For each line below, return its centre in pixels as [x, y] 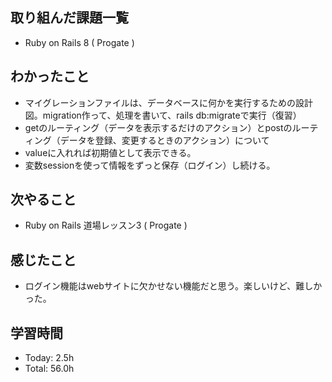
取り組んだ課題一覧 [69, 18]
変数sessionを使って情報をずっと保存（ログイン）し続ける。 [150, 165]
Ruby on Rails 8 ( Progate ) [79, 42]
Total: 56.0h [49, 369]
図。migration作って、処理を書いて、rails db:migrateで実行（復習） [163, 115]
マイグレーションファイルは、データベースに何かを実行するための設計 [169, 102]
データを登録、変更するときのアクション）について [164, 140]
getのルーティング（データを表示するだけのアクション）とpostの [158, 127]
